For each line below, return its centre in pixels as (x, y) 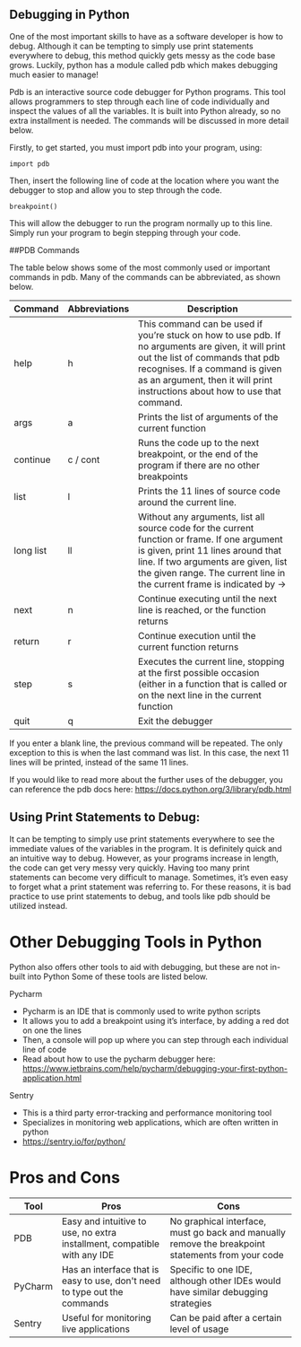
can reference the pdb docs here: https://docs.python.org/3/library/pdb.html (150, 789)
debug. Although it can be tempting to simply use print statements (131, 46)
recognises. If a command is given (210, 369)
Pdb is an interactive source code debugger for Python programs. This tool (148, 92)
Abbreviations (99, 309)
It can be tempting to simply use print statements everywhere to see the (142, 839)
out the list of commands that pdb (209, 357)
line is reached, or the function (202, 609)
